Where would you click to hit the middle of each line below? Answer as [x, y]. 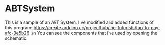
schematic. [16, 38]
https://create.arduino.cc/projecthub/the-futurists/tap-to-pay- [97, 27]
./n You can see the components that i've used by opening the [94, 33]
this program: [19, 27]
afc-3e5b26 [17, 33]
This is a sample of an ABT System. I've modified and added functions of [79, 22]
